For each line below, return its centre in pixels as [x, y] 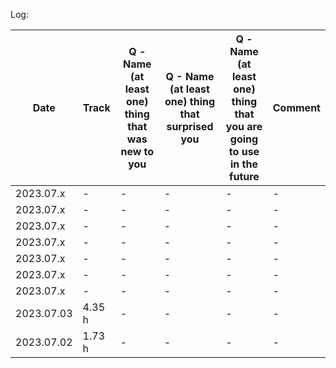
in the [244, 164]
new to [137, 151]
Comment [296, 107]
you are [244, 126]
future [244, 176]
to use [244, 151]
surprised [190, 126]
